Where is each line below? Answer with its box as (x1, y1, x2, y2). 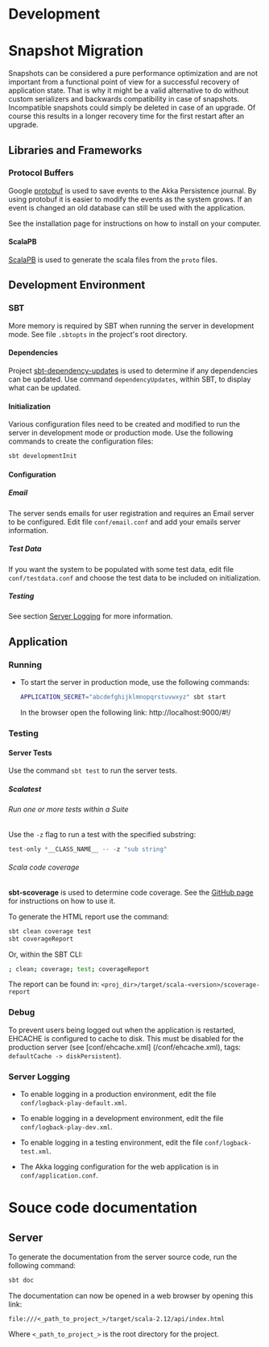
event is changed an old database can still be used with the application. (8, 202, 246, 212)
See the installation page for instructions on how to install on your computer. (8, 219, 262, 228)
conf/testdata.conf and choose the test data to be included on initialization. (8, 573, 261, 582)
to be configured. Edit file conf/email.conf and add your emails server (8, 517, 242, 527)
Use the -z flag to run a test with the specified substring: (8, 829, 197, 839)
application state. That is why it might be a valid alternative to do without (8, 85, 249, 95)
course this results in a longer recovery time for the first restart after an (8, 111, 245, 121)
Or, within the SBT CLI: (8, 949, 83, 959)
